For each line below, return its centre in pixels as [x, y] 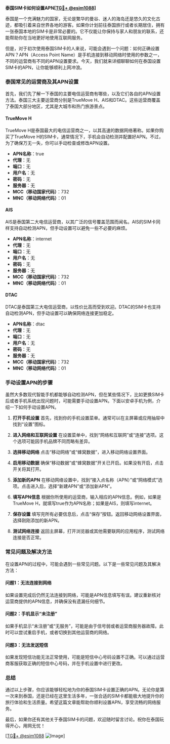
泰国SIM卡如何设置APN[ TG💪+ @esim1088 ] [51, 8]
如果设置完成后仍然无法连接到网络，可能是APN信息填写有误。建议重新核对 [83, 595]
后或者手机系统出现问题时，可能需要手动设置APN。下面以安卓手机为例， [81, 401]
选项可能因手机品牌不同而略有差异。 [55, 441]
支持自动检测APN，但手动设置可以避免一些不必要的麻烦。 [70, 228]
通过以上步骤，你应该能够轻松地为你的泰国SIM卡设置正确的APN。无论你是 [83, 690]
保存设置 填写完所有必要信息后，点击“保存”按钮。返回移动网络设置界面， [88, 514]
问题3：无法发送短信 [27, 645]
